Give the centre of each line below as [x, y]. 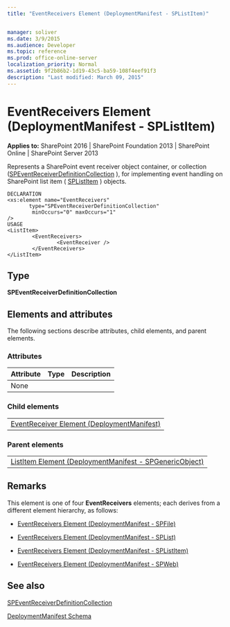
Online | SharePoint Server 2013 [53, 153]
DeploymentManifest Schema [50, 616]
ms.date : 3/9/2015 [34, 39]
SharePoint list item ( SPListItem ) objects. [67, 181]
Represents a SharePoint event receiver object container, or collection [107, 166]
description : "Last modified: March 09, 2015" [76, 77]
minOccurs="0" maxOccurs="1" [74, 212]
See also [26, 586]
